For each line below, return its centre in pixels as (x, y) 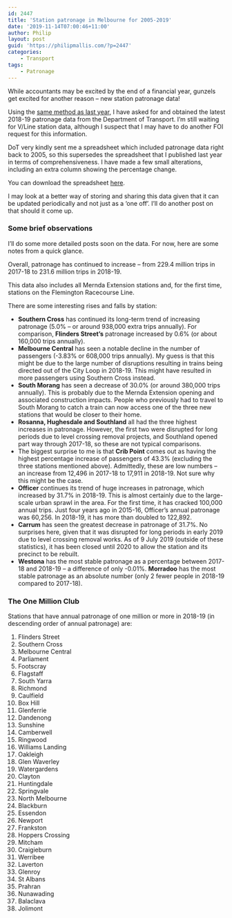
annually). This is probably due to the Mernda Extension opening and (116, 392)
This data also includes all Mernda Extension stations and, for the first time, (115, 285)
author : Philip (30, 33)
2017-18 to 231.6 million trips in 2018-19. (65, 271)
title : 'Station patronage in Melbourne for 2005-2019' (90, 20)
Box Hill (29, 703)
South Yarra (35, 681)
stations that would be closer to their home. (80, 414)
